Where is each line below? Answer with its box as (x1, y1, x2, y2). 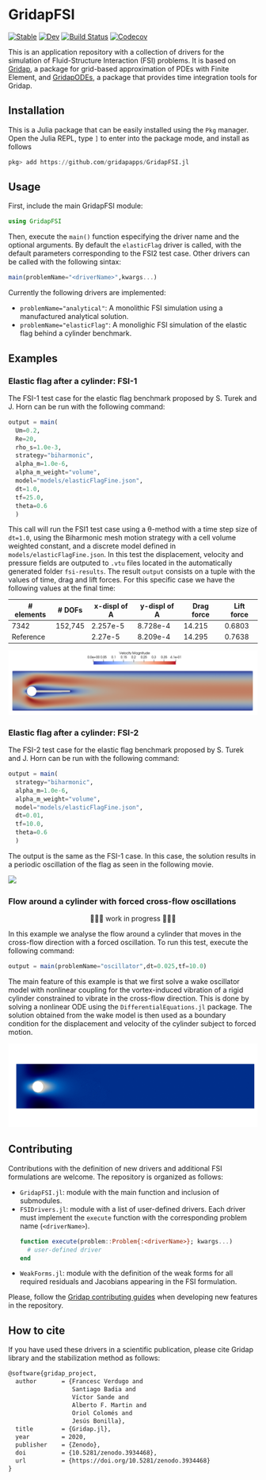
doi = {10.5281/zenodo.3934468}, (15, 1449, 158, 1457)
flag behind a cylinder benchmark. (19, 329, 132, 338)
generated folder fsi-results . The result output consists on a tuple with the (8, 567, 256, 576)
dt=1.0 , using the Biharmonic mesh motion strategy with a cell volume (8, 533, 236, 543)
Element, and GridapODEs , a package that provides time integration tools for (8, 72, 257, 82)
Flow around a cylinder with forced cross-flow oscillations (8, 895, 237, 906)
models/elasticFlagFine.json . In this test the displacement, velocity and (8, 550, 244, 559)
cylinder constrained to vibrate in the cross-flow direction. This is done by (8, 994, 249, 1003)
